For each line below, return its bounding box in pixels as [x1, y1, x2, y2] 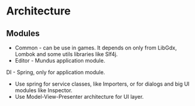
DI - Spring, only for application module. [6, 69, 106, 76]
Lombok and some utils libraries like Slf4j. [14, 51, 118, 58]
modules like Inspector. [14, 87, 73, 94]
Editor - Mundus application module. [14, 57, 106, 64]
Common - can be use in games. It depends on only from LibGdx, [14, 44, 177, 51]
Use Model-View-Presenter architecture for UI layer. [14, 93, 144, 100]
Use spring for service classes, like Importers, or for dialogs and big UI [14, 80, 190, 87]
